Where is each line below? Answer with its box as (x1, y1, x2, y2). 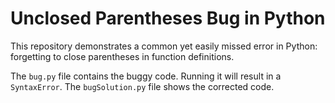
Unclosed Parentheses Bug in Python (10, 7, 326, 30)
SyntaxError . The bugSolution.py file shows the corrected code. (10, 80, 275, 92)
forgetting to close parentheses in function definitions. (10, 50, 235, 62)
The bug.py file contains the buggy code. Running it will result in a (10, 70, 282, 82)
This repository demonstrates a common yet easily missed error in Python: (10, 40, 318, 52)
